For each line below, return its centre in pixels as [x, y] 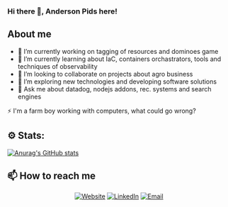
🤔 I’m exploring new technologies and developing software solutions [117, 82]
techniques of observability [57, 66]
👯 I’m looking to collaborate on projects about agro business [105, 74]
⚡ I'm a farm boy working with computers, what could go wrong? [102, 111]
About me [29, 34]
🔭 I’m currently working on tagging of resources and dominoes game [118, 51]
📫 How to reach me [52, 175]
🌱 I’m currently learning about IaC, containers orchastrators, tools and [119, 59]
